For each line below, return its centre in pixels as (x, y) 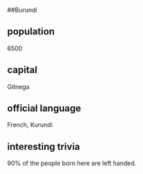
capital (22, 70)
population (31, 31)
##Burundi (22, 10)
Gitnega (18, 86)
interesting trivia (44, 147)
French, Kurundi (30, 125)
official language (44, 109)
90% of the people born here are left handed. (72, 163)
